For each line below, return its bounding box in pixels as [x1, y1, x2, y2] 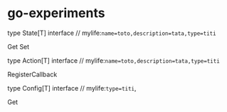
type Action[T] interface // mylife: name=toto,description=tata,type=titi [7, 56, 221, 65]
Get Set [7, 42, 30, 51]
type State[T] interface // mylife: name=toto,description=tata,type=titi [7, 29, 216, 37]
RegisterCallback [7, 70, 58, 78]
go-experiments [7, 5, 105, 21]
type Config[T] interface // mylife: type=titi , [7, 83, 137, 92]
